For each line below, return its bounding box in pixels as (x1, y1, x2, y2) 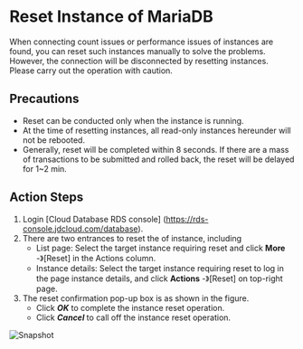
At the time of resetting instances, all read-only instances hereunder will (22, 125, 291, 136)
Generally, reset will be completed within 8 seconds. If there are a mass (22, 144, 289, 155)
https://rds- (166, 213, 209, 224)
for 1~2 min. (22, 163, 68, 174)
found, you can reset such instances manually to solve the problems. (9, 45, 266, 56)
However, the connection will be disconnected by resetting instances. (9, 55, 269, 66)
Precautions (9, 91, 80, 107)
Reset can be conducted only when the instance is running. (22, 115, 244, 126)
